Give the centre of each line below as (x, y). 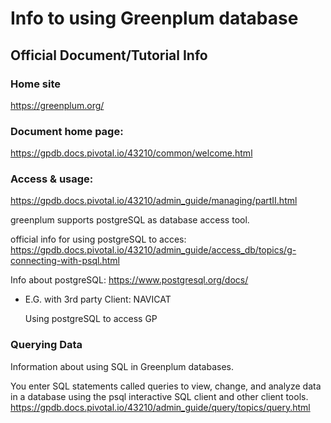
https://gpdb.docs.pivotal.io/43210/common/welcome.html (131, 153)
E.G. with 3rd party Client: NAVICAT (98, 299)
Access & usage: (52, 179)
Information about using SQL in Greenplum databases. (122, 366)
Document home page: (67, 131)
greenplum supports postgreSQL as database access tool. (130, 220)
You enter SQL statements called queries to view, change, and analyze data (166, 386)
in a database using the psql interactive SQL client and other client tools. (159, 396)
